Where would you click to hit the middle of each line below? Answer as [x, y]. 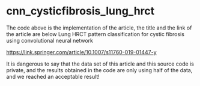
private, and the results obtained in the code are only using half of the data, [99, 70]
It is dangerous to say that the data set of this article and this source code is [100, 64]
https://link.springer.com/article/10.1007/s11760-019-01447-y [82, 52]
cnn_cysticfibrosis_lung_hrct [80, 11]
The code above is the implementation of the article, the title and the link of [99, 28]
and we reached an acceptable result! [53, 76]
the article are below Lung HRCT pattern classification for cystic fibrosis [95, 34]
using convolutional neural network [50, 40]
